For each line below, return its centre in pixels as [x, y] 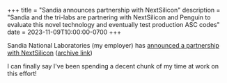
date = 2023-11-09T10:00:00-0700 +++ [64, 32]
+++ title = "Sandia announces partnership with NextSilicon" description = [114, 10]
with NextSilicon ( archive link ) [50, 53]
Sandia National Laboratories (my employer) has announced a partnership [113, 45]
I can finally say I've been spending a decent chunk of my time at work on [113, 66]
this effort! [22, 73]
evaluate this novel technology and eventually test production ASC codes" [114, 25]
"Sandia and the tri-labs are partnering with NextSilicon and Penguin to [109, 17]
